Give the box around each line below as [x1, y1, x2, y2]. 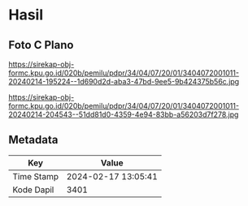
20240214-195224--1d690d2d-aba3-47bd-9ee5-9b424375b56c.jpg [8, 77, 240, 86]
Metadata [8, 133, 59, 147]
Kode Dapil [12, 184, 54, 195]
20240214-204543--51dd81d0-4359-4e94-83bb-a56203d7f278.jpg [8, 109, 239, 119]
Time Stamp [12, 170, 59, 182]
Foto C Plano [8, 38, 74, 52]
